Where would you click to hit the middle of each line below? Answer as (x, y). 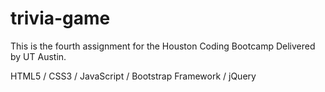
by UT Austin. (38, 56)
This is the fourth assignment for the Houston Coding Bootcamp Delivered (163, 46)
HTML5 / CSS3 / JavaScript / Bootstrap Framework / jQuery (133, 76)
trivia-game (60, 18)
